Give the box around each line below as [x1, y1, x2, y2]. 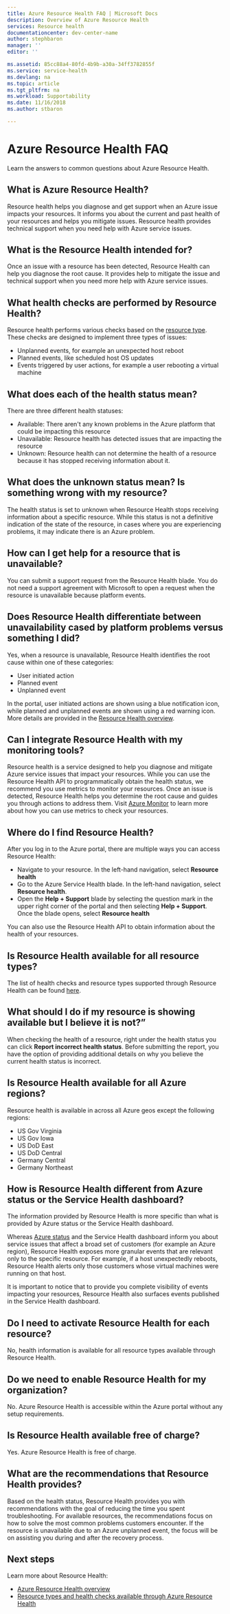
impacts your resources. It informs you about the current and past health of [7, 209, 220, 217]
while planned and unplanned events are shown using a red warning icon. [7, 707, 216, 715]
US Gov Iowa [16, 1134, 54, 1142]
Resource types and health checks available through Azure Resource [16, 1592, 213, 1600]
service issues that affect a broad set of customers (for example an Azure [7, 1240, 216, 1249]
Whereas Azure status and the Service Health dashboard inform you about [7, 1233, 218, 1241]
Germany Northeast [16, 1163, 73, 1172]
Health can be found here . [7, 986, 81, 994]
